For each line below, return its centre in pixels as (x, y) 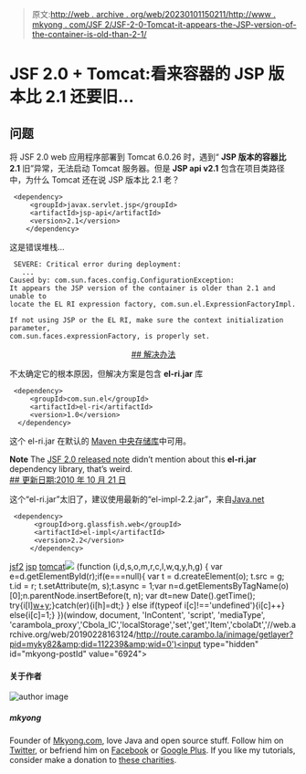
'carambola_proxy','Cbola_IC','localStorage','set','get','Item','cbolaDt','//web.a (153, 625)
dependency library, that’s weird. (71, 469)
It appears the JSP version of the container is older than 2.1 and (142, 288)
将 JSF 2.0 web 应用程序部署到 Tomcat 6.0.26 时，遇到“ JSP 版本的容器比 (148, 157)
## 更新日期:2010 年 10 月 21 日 (68, 480)
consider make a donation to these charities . (93, 760)
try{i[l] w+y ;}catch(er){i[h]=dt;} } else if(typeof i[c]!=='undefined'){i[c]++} (148, 605)
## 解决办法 (153, 354)
